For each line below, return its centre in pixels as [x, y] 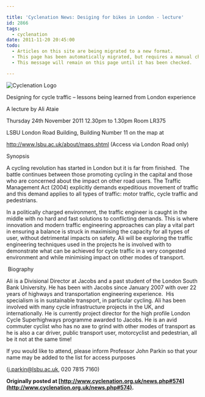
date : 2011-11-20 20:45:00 [41, 40]
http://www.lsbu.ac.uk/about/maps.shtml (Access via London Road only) [98, 144]
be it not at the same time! [39, 339]
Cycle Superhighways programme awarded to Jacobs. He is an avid [92, 320]
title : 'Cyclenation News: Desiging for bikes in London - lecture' [95, 17]
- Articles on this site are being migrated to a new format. [92, 51]
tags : [13, 29]
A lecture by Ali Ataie [33, 109]
